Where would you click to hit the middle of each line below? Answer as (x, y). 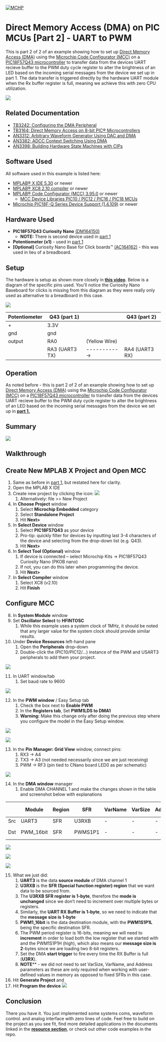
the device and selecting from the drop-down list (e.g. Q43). (81, 541)
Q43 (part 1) (64, 317)
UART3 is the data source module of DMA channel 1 (73, 880)
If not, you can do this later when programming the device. (80, 567)
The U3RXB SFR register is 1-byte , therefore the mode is (78, 896)
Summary (21, 427)
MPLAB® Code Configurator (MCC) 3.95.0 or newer (65, 193)
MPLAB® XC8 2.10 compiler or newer (50, 188)
